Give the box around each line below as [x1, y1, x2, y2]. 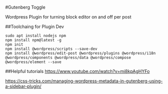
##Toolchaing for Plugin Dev [5, 23, 64, 29]
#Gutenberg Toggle [5, 4, 46, 10]
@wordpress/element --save [5, 59, 62, 64]
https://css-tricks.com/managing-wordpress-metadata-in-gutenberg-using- [5, 78, 163, 84]
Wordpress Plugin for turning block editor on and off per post [5, 14, 131, 19]
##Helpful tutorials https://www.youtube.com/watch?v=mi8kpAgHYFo [5, 68, 150, 74]
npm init [5, 42, 24, 47]
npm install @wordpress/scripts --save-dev [5, 46, 98, 51]
